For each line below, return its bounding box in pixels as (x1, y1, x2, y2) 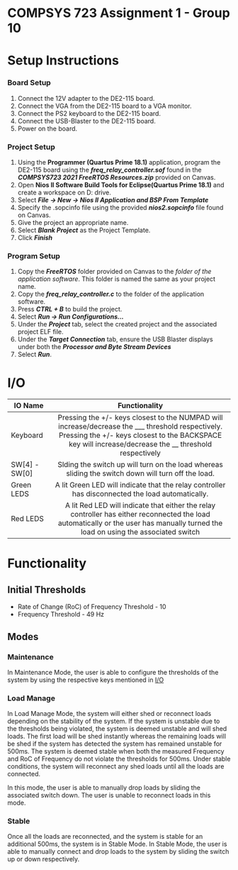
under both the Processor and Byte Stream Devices (17, 343, 171, 351)
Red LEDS (11, 514, 44, 524)
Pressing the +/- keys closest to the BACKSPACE (59, 431, 222, 441)
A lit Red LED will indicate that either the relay (64, 500, 216, 510)
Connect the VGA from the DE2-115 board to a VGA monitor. (17, 101, 193, 110)
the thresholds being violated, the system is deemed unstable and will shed (7, 725, 227, 733)
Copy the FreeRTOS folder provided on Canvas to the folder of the (17, 268, 212, 276)
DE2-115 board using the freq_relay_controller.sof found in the (17, 165, 202, 174)
